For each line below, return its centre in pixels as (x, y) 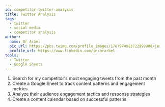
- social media (25, 28)
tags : (11, 19)
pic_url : (18, 46)
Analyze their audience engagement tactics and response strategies (81, 94)
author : (13, 37)
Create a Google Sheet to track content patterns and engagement (79, 83)
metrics (20, 89)
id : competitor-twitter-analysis (39, 10)
